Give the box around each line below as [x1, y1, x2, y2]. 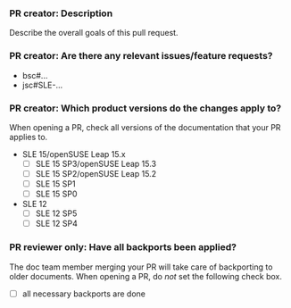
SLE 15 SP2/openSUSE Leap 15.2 [35, 168, 157, 179]
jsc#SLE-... [21, 79, 63, 90]
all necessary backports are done [21, 288, 145, 299]
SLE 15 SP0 [35, 188, 78, 199]
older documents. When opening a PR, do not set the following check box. [9, 271, 283, 281]
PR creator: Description [9, 7, 113, 20]
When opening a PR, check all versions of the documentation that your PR [9, 121, 281, 132]
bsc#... [21, 70, 48, 80]
